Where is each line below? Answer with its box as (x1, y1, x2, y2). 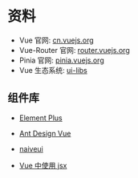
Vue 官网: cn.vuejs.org (18, 35, 94, 45)
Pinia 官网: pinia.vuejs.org (18, 55, 105, 65)
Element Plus (18, 113, 63, 123)
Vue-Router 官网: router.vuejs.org (18, 45, 130, 55)
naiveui (18, 144, 43, 153)
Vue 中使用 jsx (18, 160, 67, 170)
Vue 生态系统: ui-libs (18, 65, 87, 75)
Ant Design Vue (18, 128, 71, 138)
